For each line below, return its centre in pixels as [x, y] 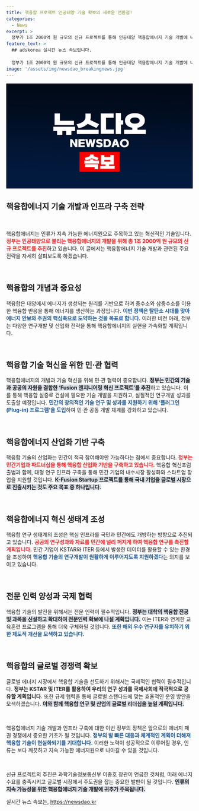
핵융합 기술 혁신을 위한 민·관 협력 [62, 365]
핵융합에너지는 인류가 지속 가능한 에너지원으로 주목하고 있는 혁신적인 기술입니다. [99, 233]
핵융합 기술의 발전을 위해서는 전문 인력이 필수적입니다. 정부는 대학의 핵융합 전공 [97, 612]
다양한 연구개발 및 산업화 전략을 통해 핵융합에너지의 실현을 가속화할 [90, 325]
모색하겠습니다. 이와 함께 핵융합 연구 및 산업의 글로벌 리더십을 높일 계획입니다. [95, 704]
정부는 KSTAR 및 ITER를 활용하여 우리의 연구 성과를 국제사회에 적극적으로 [98, 689]
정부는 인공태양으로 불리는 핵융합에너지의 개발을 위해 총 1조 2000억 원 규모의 [94, 241]
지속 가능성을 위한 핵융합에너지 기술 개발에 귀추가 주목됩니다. [76, 789]
